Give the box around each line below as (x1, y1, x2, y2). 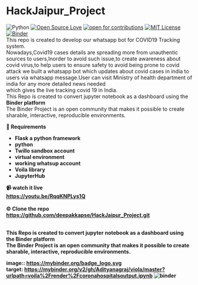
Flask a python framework (14, 134, 81, 141)
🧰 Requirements (6, 123, 46, 130)
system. (6, 43, 25, 50)
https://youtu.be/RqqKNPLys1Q (6, 192, 86, 199)
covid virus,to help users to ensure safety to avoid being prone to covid (6, 61, 180, 69)
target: (6, 265, 24, 273)
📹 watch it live (6, 184, 43, 191)
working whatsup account (14, 160, 81, 167)
